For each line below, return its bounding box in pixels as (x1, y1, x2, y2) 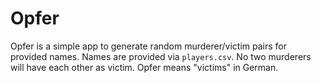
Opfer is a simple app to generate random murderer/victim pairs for (10, 40, 287, 52)
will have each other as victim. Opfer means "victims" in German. (10, 61, 279, 73)
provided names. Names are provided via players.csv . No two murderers (10, 50, 312, 62)
